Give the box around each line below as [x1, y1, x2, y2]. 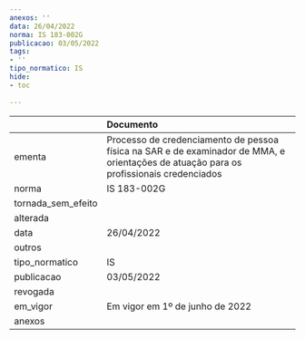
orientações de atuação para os [106, 156, 242, 169]
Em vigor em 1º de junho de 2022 [106, 300, 252, 313]
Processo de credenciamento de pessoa [106, 133, 280, 146]
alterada [14, 211, 50, 224]
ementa [14, 150, 47, 163]
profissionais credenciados [106, 167, 222, 179]
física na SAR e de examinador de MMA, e [106, 144, 286, 157]
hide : [9, 73, 30, 82]
